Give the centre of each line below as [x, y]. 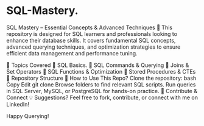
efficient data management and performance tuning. [72, 53]
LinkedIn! [18, 104]
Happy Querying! [28, 116]
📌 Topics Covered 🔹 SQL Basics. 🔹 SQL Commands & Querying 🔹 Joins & [98, 65]
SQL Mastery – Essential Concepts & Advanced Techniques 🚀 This [89, 27]
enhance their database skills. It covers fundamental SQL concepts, [91, 40]
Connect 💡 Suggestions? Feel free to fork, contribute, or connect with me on [102, 97]
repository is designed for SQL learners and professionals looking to [92, 33]
